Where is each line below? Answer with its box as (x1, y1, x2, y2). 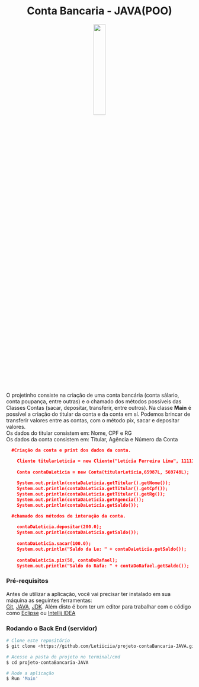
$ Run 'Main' (6, 676, 38, 682)
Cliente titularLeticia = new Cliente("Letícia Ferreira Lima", (17, 458, 179, 464)
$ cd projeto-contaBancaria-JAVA (6, 659, 89, 666)
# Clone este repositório (6, 638, 70, 644)
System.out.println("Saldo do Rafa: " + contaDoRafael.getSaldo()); (17, 563, 190, 569)
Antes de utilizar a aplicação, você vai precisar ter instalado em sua (6, 590, 171, 597)
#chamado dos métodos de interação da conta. (11, 513, 126, 519)
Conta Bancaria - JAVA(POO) (26, 4, 173, 18)
